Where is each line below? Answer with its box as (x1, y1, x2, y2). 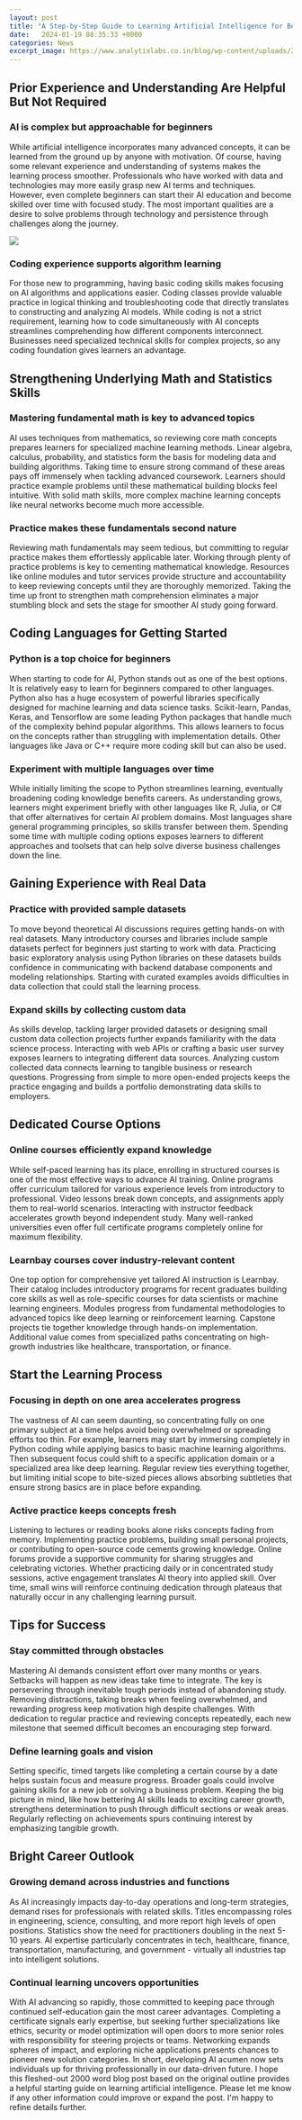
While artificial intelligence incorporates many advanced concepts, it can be (9, 141, 290, 152)
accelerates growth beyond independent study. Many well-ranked (9, 1212, 253, 1222)
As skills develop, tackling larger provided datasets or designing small (9, 1024, 268, 1035)
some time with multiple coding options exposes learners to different (9, 831, 264, 842)
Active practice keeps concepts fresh (9, 1504, 177, 1517)
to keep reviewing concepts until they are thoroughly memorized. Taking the (9, 581, 292, 591)
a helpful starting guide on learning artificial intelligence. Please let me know (9, 2083, 292, 2093)
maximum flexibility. (9, 1231, 84, 1242)
